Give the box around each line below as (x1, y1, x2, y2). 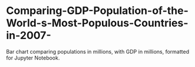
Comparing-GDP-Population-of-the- (6, 4, 189, 17)
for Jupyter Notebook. (6, 54, 60, 61)
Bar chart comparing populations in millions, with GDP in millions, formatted (6, 48, 190, 55)
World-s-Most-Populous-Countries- (6, 16, 189, 30)
